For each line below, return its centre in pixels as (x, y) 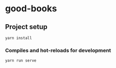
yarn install (19, 38)
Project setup (27, 27)
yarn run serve (21, 61)
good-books (31, 9)
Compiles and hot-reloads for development (58, 50)
